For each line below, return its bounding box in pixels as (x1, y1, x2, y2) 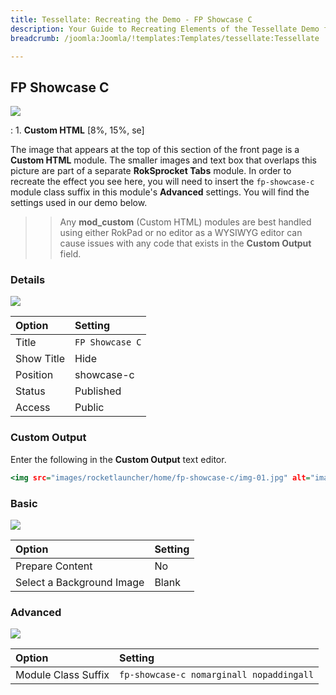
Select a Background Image (15, 575, 145, 589)
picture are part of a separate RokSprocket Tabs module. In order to (10, 165, 292, 177)
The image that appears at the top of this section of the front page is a (10, 144, 300, 156)
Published (74, 384, 122, 398)
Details (10, 273, 46, 287)
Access (15, 401, 51, 415)
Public (74, 401, 105, 415)
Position (15, 368, 54, 382)
